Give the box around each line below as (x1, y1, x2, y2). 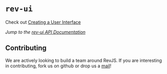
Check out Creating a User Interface (5, 19, 81, 25)
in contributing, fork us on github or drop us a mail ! (5, 63, 112, 69)
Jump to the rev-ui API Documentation (5, 29, 86, 35)
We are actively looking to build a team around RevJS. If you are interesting (5, 57, 162, 63)
